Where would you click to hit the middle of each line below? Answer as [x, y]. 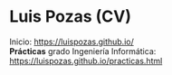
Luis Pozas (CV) [71, 17]
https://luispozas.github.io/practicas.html [86, 61]
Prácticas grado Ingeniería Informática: [83, 51]
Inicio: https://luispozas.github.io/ [72, 42]
